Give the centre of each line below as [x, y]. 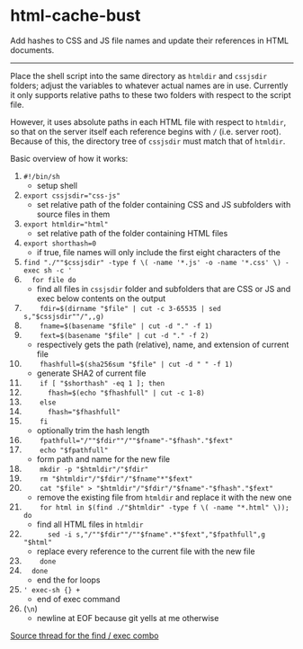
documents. [32, 49]
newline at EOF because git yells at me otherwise [128, 618]
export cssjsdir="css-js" [71, 196]
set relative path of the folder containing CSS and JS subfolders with [164, 204]
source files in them [73, 214]
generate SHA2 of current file [91, 373]
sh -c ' [58, 271]
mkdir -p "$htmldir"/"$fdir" [94, 469]
